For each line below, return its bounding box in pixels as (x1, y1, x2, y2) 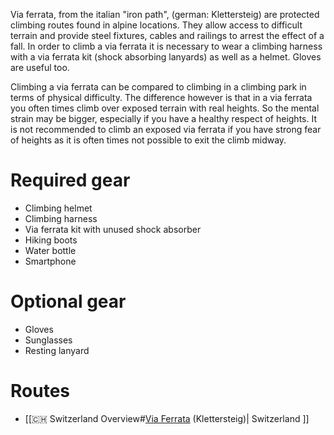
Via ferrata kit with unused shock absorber (24, 223, 202, 235)
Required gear (10, 169, 131, 192)
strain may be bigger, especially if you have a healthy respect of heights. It (10, 113, 317, 124)
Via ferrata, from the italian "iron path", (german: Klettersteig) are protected (10, 9, 320, 20)
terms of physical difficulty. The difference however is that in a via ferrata (10, 92, 313, 103)
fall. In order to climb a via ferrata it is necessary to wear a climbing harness (10, 40, 323, 52)
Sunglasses (24, 334, 73, 346)
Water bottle (24, 244, 77, 256)
